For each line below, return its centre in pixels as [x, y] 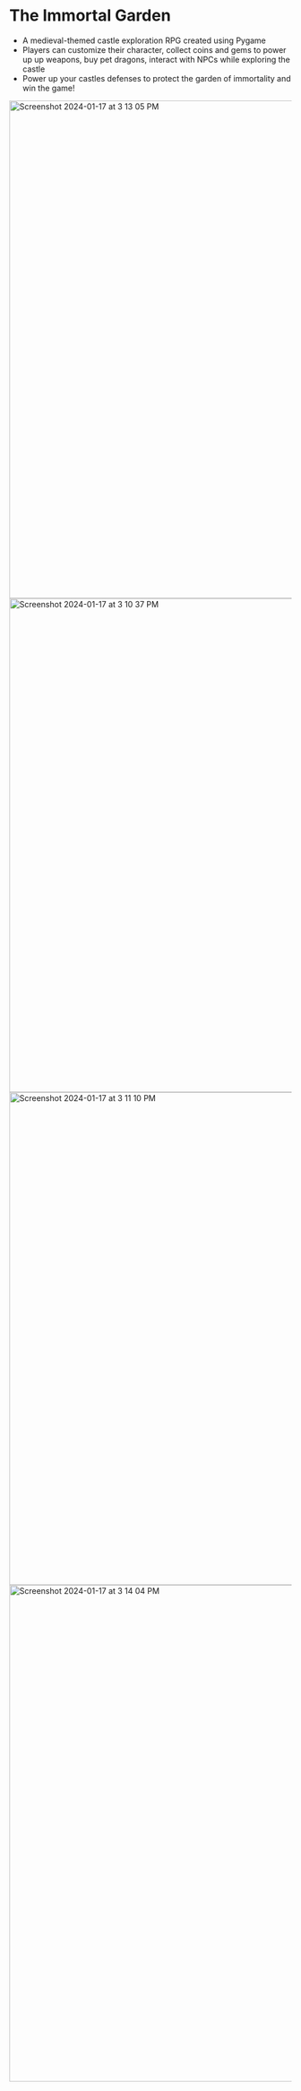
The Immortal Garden [90, 16]
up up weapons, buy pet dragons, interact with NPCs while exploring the [156, 59]
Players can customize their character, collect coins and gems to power [154, 49]
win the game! [48, 88]
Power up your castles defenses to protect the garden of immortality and [156, 78]
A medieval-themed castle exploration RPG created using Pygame [144, 40]
